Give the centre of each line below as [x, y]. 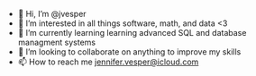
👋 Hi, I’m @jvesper [52, 14]
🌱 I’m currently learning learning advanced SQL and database [132, 33]
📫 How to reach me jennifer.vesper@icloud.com [108, 62]
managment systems [57, 42]
